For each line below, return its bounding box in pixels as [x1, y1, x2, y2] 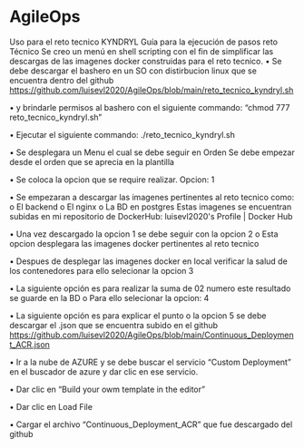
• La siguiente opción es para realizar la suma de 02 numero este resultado [9, 283, 291, 294]
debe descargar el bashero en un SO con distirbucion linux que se [9, 65, 257, 76]
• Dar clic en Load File [9, 401, 93, 412]
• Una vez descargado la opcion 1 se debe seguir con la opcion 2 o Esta [9, 229, 279, 239]
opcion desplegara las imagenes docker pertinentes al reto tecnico [9, 238, 260, 248]
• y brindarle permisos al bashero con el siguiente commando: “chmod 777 [9, 102, 290, 112]
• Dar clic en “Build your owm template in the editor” [9, 384, 206, 394]
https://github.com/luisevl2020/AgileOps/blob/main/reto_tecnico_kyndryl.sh [9, 84, 294, 95]
